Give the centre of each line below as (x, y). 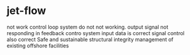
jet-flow (26, 11)
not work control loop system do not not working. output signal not (87, 27)
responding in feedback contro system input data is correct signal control (96, 33)
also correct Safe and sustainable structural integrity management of (90, 39)
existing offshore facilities (38, 46)
